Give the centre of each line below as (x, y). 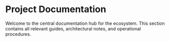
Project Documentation (56, 9)
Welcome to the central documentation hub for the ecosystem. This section (85, 23)
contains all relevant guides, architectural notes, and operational (73, 28)
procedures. (18, 34)
